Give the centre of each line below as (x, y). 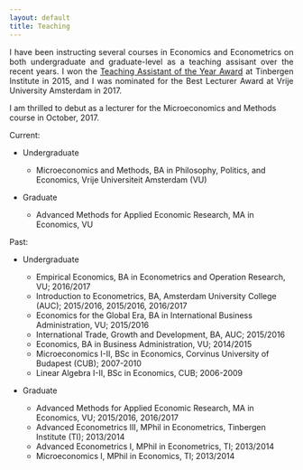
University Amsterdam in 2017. (66, 90)
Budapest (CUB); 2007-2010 (89, 363)
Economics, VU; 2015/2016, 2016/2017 (107, 418)
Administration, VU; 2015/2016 (92, 324)
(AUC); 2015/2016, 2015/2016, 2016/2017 (111, 305)
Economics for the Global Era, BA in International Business (144, 315)
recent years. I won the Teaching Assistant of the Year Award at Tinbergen (152, 71)
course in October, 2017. (54, 117)
